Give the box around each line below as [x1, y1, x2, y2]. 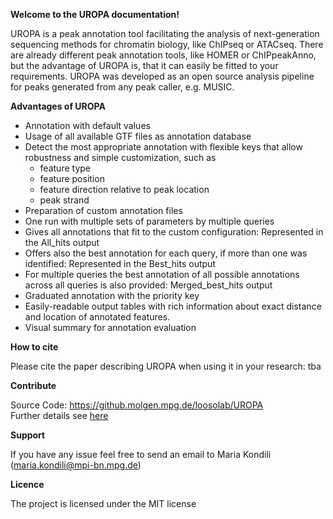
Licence [10, 479, 45, 490]
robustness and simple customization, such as [24, 152, 217, 163]
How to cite [10, 341, 59, 353]
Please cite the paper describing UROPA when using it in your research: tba [10, 360, 322, 372]
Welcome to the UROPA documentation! [10, 9, 180, 20]
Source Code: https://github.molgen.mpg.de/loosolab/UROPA [10, 399, 264, 411]
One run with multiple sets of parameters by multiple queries [24, 215, 275, 227]
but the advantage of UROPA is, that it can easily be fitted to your [10, 60, 279, 71]
